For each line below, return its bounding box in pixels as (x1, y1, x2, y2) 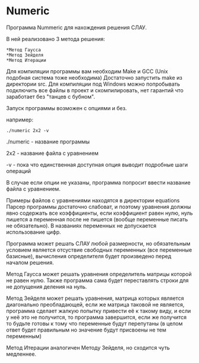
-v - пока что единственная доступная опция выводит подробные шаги (6, 161, 188, 168)
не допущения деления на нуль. (6, 283, 87, 290)
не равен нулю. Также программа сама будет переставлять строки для (6, 277, 189, 284)
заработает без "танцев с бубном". (6, 93, 95, 100)
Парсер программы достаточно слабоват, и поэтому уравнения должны (6, 203, 191, 210)
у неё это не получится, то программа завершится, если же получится (6, 314, 187, 321)
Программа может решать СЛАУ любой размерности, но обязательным (6, 240, 191, 247)
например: (6, 116, 34, 123)
